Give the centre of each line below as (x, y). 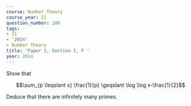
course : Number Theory (34, 12)
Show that (19, 73)
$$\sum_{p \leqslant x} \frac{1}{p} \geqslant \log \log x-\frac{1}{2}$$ (101, 85)
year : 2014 (20, 56)
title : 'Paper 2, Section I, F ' (48, 51)
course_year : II (26, 17)
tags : (13, 28)
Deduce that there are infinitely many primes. (62, 96)
